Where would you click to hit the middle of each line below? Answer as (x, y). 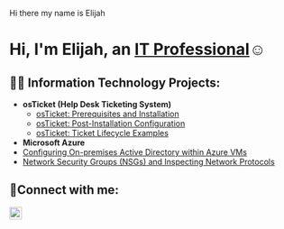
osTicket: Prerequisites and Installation (108, 114)
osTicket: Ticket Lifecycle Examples (102, 133)
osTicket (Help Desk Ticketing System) (97, 104)
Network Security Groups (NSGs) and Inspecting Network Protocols (148, 162)
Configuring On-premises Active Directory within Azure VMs (135, 152)
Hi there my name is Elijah (57, 13)
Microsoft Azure (54, 142)
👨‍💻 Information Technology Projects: (115, 82)
